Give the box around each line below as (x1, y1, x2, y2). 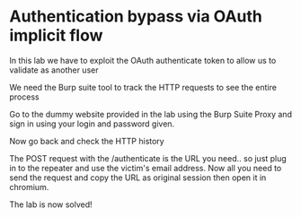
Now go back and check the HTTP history (9, 135, 164, 146)
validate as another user (9, 65, 99, 75)
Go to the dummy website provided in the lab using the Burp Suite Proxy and (9, 108, 292, 119)
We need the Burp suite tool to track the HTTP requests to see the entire (9, 82, 277, 92)
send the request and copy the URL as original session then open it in (9, 172, 267, 183)
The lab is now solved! (9, 199, 93, 210)
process (9, 91, 40, 102)
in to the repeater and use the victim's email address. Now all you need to (9, 162, 282, 173)
